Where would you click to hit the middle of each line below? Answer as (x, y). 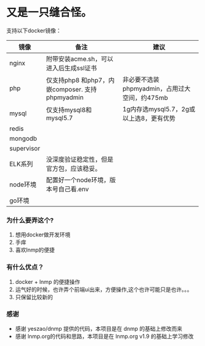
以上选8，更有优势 (149, 118)
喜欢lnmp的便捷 (35, 250)
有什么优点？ (25, 267)
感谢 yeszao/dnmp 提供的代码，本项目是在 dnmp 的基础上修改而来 (99, 328)
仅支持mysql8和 (69, 110)
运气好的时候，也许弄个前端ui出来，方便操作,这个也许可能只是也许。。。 (104, 289)
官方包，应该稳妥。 (74, 168)
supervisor (25, 148)
